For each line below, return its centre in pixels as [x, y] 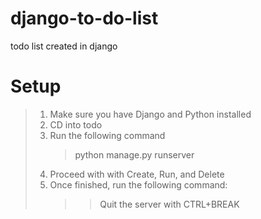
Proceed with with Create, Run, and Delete [137, 174]
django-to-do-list [84, 18]
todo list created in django [64, 46]
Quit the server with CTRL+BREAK [169, 204]
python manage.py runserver [134, 154]
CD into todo [76, 124]
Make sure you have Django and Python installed [150, 114]
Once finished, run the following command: [138, 184]
